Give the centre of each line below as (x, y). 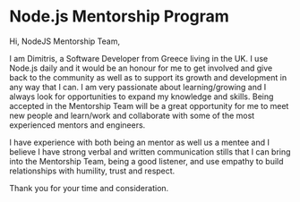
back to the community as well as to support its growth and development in (148, 77)
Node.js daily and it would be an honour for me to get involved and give (141, 68)
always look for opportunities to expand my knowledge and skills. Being (141, 97)
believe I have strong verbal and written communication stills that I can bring (150, 151)
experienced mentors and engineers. (77, 125)
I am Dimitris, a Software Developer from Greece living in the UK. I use (139, 58)
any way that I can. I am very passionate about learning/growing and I (138, 87)
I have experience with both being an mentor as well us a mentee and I (140, 142)
